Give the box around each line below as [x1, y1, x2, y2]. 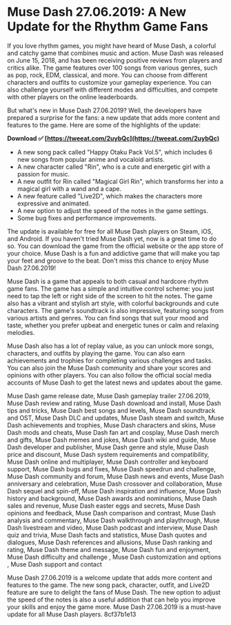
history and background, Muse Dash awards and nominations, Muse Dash [7, 494, 217, 502]
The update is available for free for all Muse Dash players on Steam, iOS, [7, 227, 214, 235]
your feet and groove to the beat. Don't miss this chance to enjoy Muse [7, 256, 209, 265]
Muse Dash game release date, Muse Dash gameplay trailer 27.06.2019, [7, 391, 211, 400]
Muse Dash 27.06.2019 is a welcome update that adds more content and [7, 573, 212, 582]
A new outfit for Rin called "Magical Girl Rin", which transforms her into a [17, 177, 224, 185]
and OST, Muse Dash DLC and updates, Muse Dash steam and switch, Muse [7, 413, 224, 422]
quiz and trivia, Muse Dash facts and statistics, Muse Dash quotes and [7, 531, 207, 539]
